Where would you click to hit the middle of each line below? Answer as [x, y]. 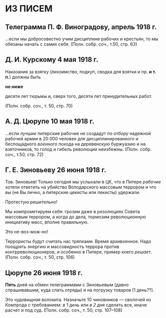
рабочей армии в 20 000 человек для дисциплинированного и [72, 138]
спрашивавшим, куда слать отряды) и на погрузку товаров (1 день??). [80, 290]
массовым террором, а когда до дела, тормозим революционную [76, 217]
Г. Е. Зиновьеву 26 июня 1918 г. [56, 170]
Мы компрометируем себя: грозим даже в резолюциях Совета [73, 212]
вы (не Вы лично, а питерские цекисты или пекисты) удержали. [73, 192]
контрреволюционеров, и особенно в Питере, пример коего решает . [79, 252]
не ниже [14, 86]
